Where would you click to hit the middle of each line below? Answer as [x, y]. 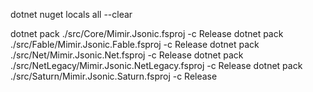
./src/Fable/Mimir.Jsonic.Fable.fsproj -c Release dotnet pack [135, 44]
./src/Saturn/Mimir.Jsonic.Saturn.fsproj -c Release [114, 76]
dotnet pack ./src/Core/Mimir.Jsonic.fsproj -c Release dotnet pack [147, 33]
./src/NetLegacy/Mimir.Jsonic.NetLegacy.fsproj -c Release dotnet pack [156, 65]
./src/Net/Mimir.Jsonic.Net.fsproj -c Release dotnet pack [127, 55]
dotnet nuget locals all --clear [71, 14]
